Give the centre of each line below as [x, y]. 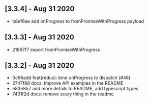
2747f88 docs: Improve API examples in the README [68, 83]
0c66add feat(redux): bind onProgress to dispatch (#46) [71, 78]
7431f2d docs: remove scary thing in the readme [63, 94]
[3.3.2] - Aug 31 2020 [39, 66]
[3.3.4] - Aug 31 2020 [40, 9]
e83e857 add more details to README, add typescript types [75, 89]
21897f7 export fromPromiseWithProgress [56, 49]
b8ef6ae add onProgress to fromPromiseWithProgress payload [78, 21]
